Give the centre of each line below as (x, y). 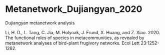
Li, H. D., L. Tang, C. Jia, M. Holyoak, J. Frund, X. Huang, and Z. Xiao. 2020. (83, 32)
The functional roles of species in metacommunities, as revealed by (75, 38)
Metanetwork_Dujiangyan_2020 (74, 9)
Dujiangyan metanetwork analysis (40, 23)
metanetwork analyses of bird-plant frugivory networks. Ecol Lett (72, 43)
